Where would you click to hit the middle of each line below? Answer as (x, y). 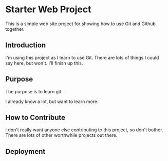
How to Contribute (35, 117)
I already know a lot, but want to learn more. (52, 102)
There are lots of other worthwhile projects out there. (61, 135)
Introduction (26, 45)
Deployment (25, 152)
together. (15, 29)
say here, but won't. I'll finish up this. (44, 63)
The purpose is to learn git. (34, 91)
